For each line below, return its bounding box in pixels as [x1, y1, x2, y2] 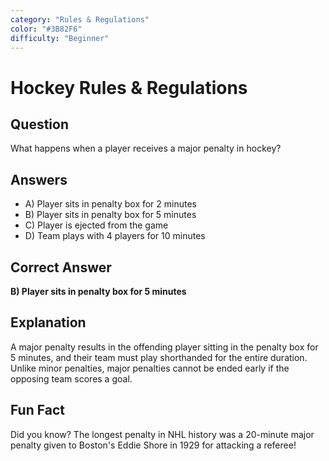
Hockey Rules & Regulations [10, 76, 248, 99]
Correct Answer [10, 259, 112, 276]
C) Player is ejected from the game [24, 219, 169, 231]
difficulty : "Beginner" [10, 33, 110, 43]
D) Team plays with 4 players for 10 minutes [24, 230, 206, 242]
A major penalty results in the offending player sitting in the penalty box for [10, 341, 319, 353]
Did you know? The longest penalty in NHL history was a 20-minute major [10, 428, 315, 440]
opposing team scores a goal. [10, 372, 133, 385]
